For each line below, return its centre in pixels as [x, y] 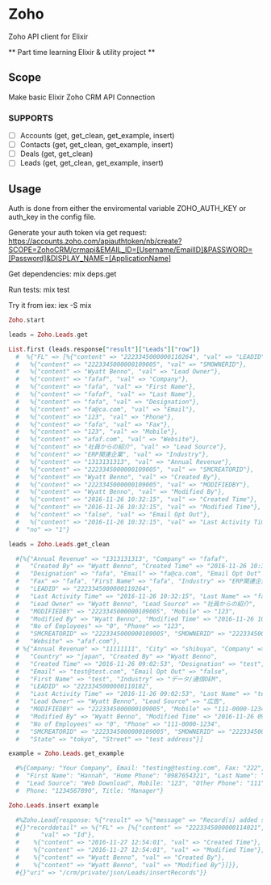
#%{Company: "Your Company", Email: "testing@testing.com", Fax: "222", [140, 769]
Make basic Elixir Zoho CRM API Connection [82, 97]
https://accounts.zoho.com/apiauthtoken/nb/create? [95, 241]
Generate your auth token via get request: [78, 233]
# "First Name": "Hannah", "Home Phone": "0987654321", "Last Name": [137, 776]
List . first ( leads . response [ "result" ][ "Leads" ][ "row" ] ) [104, 349]
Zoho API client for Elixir [48, 36]
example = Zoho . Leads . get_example [67, 754]
